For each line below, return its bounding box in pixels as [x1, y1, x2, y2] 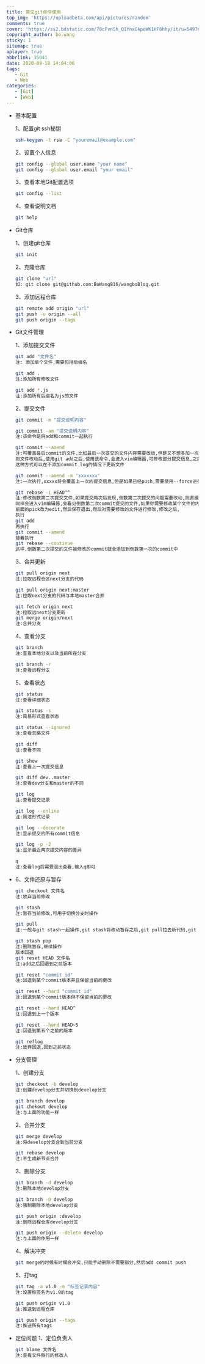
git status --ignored [15, 725, 70, 731]
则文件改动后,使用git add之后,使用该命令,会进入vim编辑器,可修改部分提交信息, [15, 456, 193, 462]
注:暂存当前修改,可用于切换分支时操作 [15, 910, 99, 917]
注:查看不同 [15, 747, 41, 753]
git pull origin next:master [15, 587, 90, 593]
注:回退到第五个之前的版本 [15, 1027, 73, 1033]
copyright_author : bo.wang [6, 32, 75, 38]
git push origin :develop [15, 1213, 81, 1219]
